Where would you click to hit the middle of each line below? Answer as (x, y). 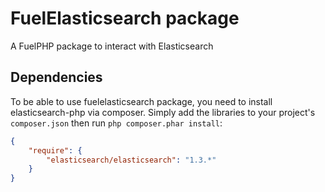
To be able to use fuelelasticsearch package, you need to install (141, 101)
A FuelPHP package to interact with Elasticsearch (112, 46)
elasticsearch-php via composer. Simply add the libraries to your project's (163, 112)
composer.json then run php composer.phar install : (116, 123)
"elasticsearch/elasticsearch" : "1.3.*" (131, 160)
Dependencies (56, 77)
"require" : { (55, 150)
